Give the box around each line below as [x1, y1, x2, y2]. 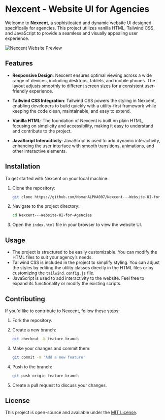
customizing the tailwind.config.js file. [12, 270, 95, 276]
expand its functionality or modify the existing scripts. [12, 281, 122, 287]
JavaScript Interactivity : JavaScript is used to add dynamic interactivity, [12, 137, 161, 143]
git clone [12, 194, 33, 199]
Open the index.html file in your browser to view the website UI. [12, 222, 142, 227]
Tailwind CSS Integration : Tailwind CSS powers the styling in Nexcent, [12, 97, 156, 103]
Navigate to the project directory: [12, 203, 80, 209]
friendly [12, 88, 29, 94]
